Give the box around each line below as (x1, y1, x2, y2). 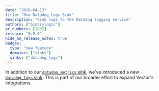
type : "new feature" (10, 45, 54, 51)
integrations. (5, 80, 32, 86)
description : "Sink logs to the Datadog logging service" (5, 17, 131, 22)
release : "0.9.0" (5, 31, 42, 36)
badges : (5, 41, 22, 46)
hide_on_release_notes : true (5, 36, 67, 41)
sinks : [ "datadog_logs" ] (10, 55, 63, 60)
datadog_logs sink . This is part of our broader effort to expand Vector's (5, 75, 154, 81)
